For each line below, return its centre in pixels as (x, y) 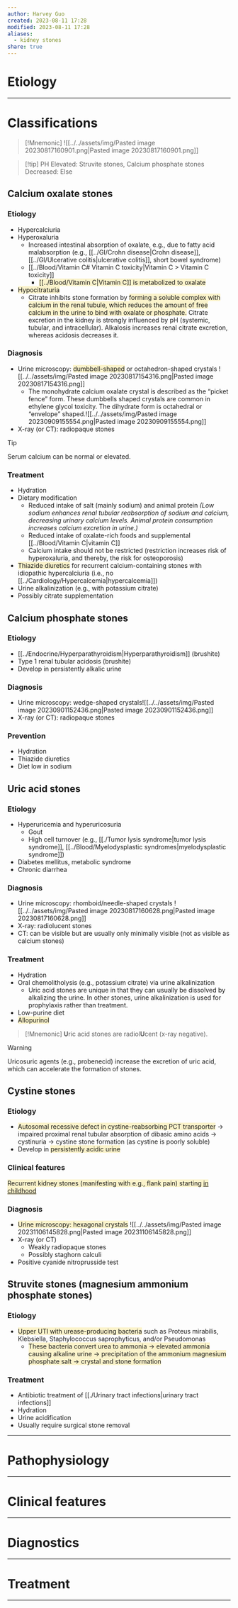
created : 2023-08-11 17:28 (47, 21)
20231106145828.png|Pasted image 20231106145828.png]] (104, 1232)
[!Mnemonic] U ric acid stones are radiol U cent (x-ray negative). (116, 1034)
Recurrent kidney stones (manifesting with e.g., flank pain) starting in (108, 1183)
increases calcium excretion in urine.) (83, 528)
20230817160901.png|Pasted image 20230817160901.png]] (112, 150)
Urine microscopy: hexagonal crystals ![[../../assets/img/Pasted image (119, 1224)
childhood (22, 1190)
